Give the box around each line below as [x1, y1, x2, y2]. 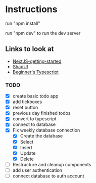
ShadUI [12, 63, 28, 69]
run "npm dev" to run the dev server [5, 30, 81, 36]
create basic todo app [12, 93, 59, 99]
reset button [12, 105, 38, 111]
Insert [20, 144, 33, 150]
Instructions [5, 4, 58, 15]
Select [20, 139, 34, 145]
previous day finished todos [12, 110, 71, 116]
